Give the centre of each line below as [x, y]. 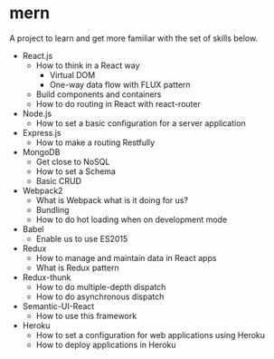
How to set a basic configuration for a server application [141, 123]
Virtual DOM [72, 74]
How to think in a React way [88, 65]
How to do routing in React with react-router [118, 103]
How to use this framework [86, 315]
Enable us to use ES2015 [82, 238]
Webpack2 [43, 190]
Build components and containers [99, 94]
